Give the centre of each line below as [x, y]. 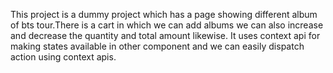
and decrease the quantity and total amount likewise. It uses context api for [165, 35]
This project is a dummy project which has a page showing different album [164, 14]
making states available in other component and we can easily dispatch [157, 46]
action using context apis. [63, 57]
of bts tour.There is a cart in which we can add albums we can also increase [167, 25]
